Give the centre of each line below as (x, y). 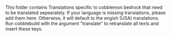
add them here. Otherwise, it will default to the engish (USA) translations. (82, 18)
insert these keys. (24, 29)
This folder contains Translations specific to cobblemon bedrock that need (84, 7)
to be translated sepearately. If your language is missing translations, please (85, 13)
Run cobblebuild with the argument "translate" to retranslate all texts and (82, 23)
